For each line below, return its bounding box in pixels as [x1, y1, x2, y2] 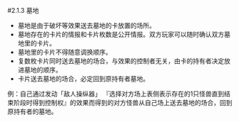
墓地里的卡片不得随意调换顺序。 [17, 48, 112, 56]
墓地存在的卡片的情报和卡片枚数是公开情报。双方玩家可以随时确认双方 [17, 30, 225, 38]
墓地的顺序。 [24, 66, 62, 74]
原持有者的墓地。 [7, 107, 58, 116]
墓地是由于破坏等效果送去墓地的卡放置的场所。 [17, 21, 156, 30]
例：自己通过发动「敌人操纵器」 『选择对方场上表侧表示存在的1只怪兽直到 [7, 89, 225, 98]
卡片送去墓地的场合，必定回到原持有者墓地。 [17, 74, 150, 83]
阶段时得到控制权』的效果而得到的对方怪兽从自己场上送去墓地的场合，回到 [13, 99, 233, 106]
